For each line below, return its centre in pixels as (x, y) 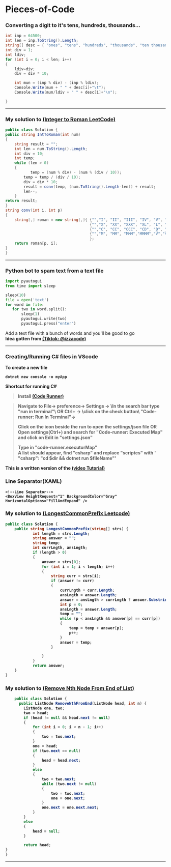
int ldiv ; (16, 54)
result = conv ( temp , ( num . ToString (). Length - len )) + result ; (90, 187)
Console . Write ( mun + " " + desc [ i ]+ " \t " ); (60, 88)
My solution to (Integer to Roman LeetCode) (61, 119)
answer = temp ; (76, 642)
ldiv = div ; (25, 69)
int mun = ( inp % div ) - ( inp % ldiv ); (57, 83)
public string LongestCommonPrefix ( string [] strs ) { (72, 529)
